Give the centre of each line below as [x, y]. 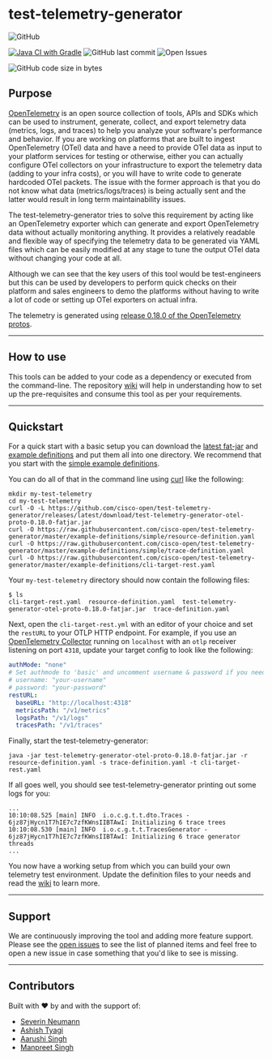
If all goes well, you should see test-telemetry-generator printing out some [132, 785]
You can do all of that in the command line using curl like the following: [126, 479]
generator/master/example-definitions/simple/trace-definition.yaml [126, 551]
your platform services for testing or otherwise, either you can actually [126, 156]
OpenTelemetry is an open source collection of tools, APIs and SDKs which [133, 113]
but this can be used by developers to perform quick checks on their [123, 282]
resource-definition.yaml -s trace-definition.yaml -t [103, 763]
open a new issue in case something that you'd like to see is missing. [123, 953]
